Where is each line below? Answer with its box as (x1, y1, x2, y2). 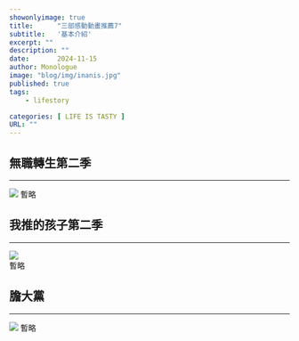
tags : (9, 87, 29, 96)
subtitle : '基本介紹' (9, 29, 92, 38)
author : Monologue (9, 63, 77, 72)
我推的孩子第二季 (9, 217, 103, 232)
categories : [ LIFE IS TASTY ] (9, 112, 125, 121)
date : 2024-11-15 (9, 54, 98, 63)
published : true (9, 79, 69, 88)
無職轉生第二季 (9, 155, 92, 170)
